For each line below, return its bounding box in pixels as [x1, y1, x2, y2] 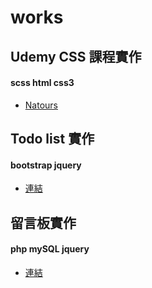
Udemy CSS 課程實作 [10, 48, 142, 65]
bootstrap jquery [10, 159, 82, 171]
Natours [24, 99, 58, 111]
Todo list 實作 [10, 131, 95, 148]
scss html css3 [10, 77, 75, 89]
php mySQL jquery [10, 243, 90, 255]
